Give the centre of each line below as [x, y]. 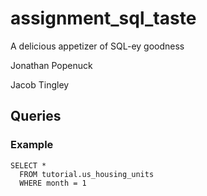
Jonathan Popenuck [51, 65]
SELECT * [28, 165]
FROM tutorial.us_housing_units [87, 174]
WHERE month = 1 [53, 183]
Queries [36, 116]
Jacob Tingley [40, 84]
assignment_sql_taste [103, 18]
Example [32, 145]
